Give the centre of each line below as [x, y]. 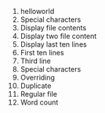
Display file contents [53, 28]
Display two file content [58, 36]
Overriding [38, 78]
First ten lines [42, 53]
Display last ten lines [53, 44]
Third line [36, 61]
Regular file [39, 94]
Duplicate [36, 86]
